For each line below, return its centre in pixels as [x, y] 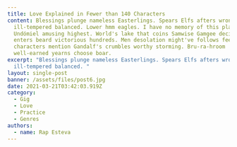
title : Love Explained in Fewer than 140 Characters [86, 14]
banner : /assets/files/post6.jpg [56, 80]
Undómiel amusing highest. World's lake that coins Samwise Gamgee [115, 34]
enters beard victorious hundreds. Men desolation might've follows [116, 40]
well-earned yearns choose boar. [63, 54]
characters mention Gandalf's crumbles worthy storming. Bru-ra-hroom [120, 47]
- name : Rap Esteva [42, 132]
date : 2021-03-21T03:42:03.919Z [55, 86]
